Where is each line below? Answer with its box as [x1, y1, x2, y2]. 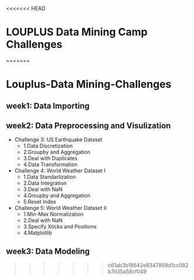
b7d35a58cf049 [108, 268, 147, 275]
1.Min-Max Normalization [23, 210, 84, 218]
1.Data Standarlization [23, 174, 76, 181]
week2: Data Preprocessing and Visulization [6, 120, 171, 130]
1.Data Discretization [23, 143, 73, 150]
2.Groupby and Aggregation [23, 148, 91, 155]
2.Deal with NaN [23, 217, 63, 224]
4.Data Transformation [23, 161, 78, 168]
